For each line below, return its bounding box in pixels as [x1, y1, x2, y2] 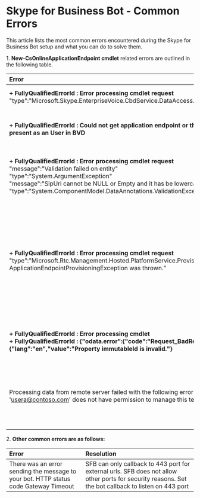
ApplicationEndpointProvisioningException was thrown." [9, 264, 167, 272]
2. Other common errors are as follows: [6, 435, 105, 442]
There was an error [9, 459, 63, 468]
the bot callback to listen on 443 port [85, 482, 189, 490]
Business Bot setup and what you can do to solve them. [6, 43, 143, 50]
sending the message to [9, 467, 77, 475]
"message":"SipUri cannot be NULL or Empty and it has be [9, 179, 173, 188]
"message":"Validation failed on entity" [9, 164, 118, 173]
